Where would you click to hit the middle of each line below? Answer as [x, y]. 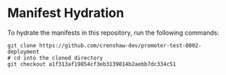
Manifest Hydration [66, 13]
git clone [22, 45]
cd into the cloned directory [58, 58]
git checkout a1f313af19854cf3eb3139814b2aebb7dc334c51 [92, 64]
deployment [23, 52]
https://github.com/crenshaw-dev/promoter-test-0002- [120, 45]
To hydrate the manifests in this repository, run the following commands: [113, 33]
